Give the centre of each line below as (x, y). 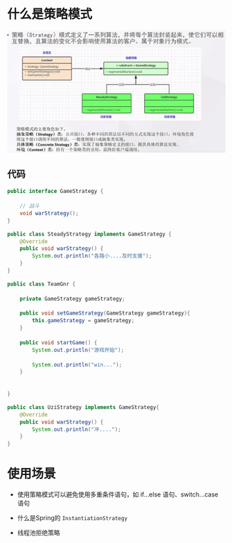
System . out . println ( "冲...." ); (77, 429)
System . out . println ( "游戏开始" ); (78, 350)
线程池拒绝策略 (38, 533)
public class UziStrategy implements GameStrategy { (83, 407)
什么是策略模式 (50, 14)
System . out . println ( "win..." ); (77, 365)
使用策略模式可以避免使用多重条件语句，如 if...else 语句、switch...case (118, 494)
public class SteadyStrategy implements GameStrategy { (89, 234)
